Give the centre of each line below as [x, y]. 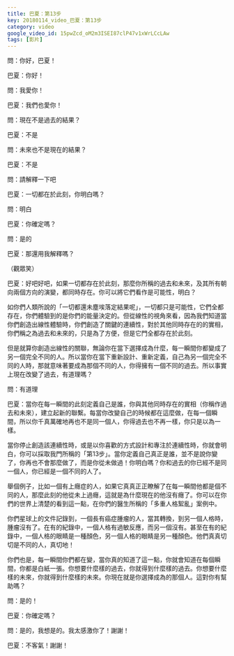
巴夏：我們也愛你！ [35, 105]
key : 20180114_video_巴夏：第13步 [55, 20]
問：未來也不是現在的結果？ [47, 150]
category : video [31, 27]
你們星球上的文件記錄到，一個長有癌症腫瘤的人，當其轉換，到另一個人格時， [117, 519]
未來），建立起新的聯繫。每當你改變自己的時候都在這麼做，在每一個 [115, 413]
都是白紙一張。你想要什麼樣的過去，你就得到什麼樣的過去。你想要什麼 [126, 569]
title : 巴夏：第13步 [34, 14]
